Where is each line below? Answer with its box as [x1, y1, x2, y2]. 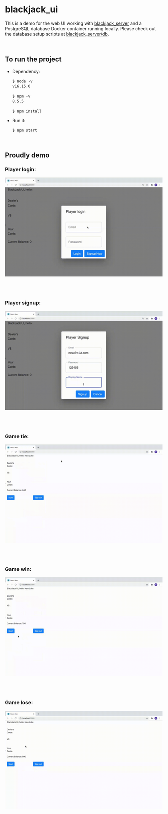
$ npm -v [12, 94, 31, 99]
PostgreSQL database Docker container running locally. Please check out [5, 25, 156, 31]
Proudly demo [5, 151, 50, 160]
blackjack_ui [5, 4, 58, 15]
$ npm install [12, 109, 42, 114]
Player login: [5, 166, 36, 173]
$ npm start [12, 128, 37, 133]
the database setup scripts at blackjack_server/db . [5, 31, 109, 37]
